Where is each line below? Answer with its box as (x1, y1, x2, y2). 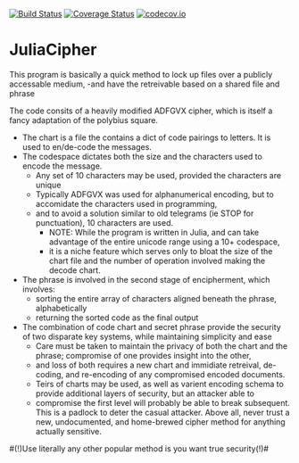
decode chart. (48, 264, 101, 276)
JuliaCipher (9, 40, 97, 60)
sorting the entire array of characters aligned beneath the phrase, (35, 293, 277, 303)
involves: (21, 284, 55, 294)
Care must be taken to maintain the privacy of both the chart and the (35, 340, 288, 351)
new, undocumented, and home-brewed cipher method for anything (35, 416, 286, 427)
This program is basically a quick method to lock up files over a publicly (9, 69, 273, 79)
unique (35, 179, 62, 190)
